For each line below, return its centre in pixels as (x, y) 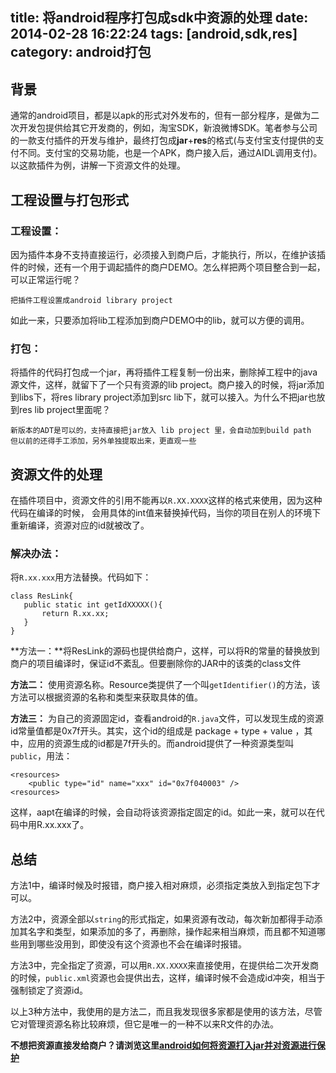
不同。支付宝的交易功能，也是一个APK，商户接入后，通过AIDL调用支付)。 (170, 153)
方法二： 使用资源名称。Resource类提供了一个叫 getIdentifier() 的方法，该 (165, 685)
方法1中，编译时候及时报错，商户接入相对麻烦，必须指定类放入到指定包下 (161, 885)
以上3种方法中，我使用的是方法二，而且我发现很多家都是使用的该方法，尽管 (166, 1012)
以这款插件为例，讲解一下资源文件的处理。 (98, 165)
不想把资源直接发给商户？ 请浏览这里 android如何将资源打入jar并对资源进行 (163, 1045)
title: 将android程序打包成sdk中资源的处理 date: (159, 18)
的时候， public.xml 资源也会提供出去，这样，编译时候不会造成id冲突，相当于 (168, 978)
